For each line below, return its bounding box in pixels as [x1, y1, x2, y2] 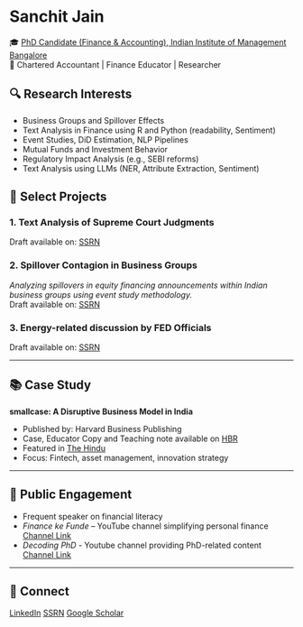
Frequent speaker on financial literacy [22, 511, 163, 521]
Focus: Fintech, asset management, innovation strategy [22, 452, 229, 463]
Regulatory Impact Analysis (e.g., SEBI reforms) [22, 153, 199, 164]
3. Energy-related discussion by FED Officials [9, 321, 212, 334]
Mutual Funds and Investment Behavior [22, 143, 169, 154]
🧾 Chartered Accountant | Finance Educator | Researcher [9, 59, 222, 69]
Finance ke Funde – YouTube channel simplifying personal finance [22, 521, 269, 531]
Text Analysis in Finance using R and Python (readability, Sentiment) [22, 124, 277, 135]
